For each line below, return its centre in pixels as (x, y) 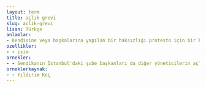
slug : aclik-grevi (30, 23)
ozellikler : (21, 47)
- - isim (17, 52)
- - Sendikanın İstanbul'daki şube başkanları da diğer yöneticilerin (98, 63)
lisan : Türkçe (25, 29)
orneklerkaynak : (27, 69)
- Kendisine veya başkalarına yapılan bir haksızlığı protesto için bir (101, 40)
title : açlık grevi (31, 18)
